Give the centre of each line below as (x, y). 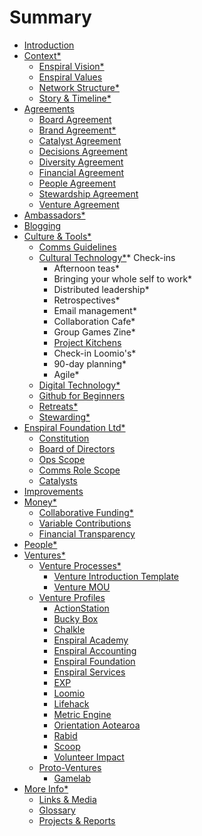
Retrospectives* (87, 300)
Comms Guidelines (77, 247)
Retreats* (58, 406)
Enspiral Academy (91, 640)
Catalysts (58, 480)
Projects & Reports (77, 820)
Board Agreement (75, 119)
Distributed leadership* (101, 289)
